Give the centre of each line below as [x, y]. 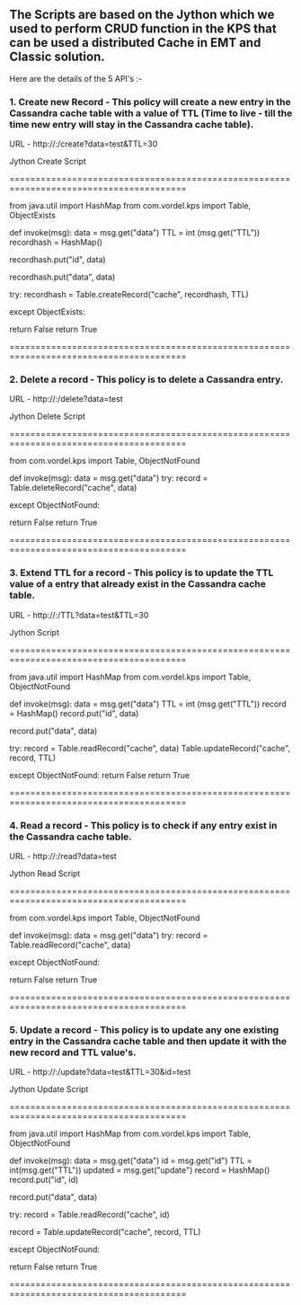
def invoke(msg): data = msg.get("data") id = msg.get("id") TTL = [131, 1161]
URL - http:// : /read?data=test [63, 856]
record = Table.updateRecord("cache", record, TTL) [105, 1232]
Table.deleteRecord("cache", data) [73, 488]
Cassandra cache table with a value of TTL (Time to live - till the [151, 113]
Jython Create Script [48, 162]
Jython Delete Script [47, 416]
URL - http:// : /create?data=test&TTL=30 [84, 144]
